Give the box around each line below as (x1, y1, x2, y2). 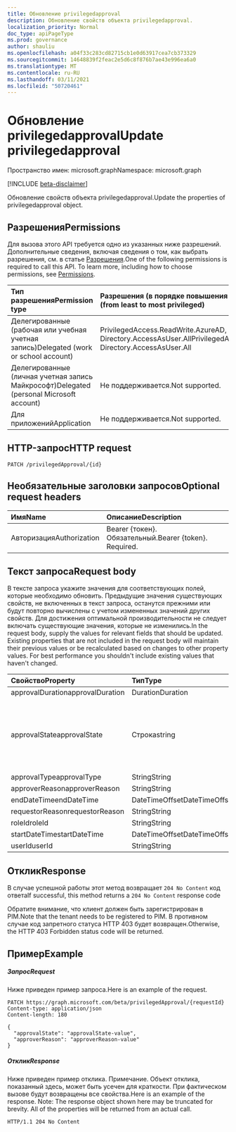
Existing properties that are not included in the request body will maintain (7, 636, 219, 645)
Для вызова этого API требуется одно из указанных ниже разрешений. (7, 240, 221, 248)
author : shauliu (7, 43, 55, 50)
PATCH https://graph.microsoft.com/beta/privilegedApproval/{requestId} (7, 999, 225, 1006)
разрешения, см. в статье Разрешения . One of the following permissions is (7, 255, 228, 263)
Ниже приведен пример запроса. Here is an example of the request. (7, 985, 208, 994)
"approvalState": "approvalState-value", (13, 1030, 137, 1037)
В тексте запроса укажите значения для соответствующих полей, (7, 584, 206, 593)
